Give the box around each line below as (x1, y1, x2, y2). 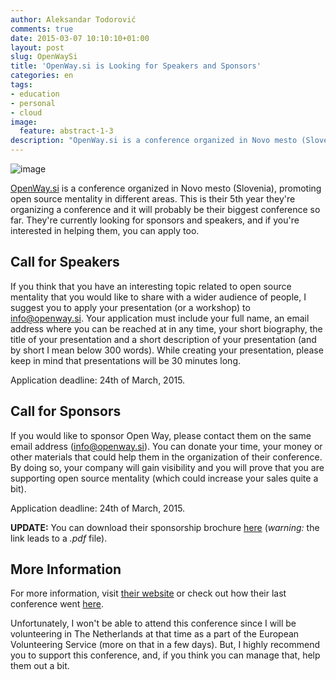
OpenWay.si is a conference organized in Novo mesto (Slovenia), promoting (10, 182, 322, 194)
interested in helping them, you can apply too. (10, 225, 200, 236)
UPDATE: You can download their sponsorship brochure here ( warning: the (10, 521, 320, 533)
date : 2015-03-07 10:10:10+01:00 (10, 33, 150, 43)
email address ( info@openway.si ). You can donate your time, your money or (10, 440, 323, 452)
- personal (10, 98, 56, 108)
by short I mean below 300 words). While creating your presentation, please (10, 344, 324, 356)
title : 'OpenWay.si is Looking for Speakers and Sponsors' (10, 61, 262, 71)
